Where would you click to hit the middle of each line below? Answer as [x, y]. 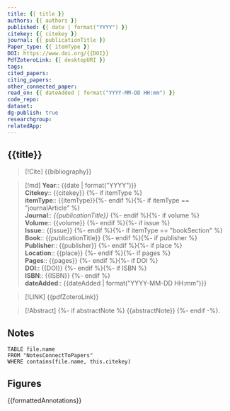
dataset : [20, 106]
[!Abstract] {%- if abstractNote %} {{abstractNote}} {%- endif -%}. [122, 311]
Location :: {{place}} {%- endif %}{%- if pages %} [98, 253]
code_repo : [23, 100]
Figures [24, 383]
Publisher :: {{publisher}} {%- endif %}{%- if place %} [103, 246]
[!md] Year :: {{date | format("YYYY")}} [80, 186]
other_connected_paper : [42, 86]
